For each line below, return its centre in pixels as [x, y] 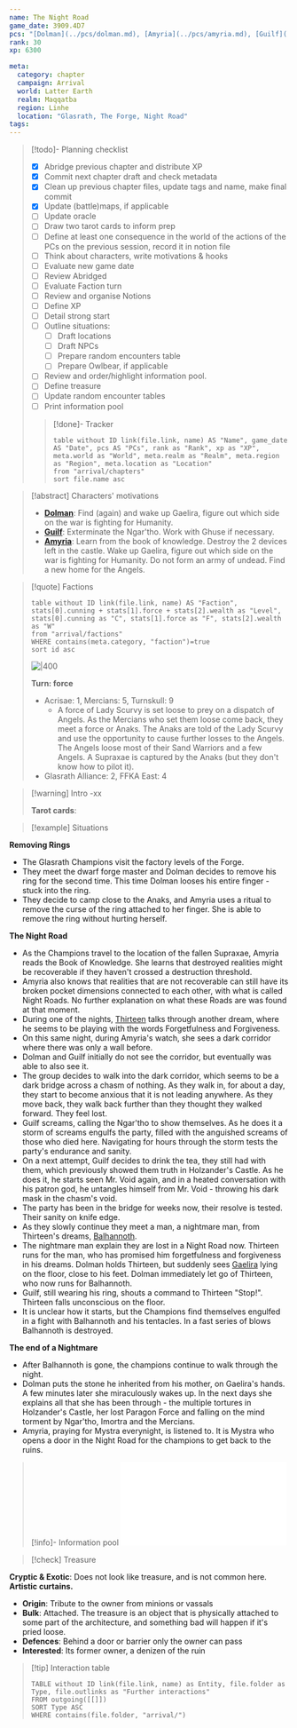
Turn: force [52, 683]
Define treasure [73, 386]
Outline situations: [77, 326]
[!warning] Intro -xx [66, 793]
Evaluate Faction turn [83, 286]
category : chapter [51, 75]
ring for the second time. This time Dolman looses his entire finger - [146, 881]
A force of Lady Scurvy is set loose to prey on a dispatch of [166, 709]
